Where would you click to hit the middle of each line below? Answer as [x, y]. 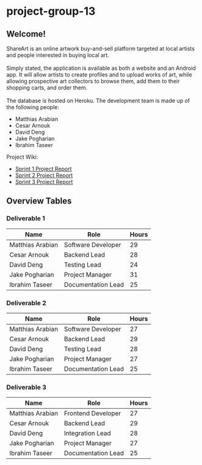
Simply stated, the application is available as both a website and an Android [101, 68]
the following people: [33, 107]
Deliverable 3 [27, 387]
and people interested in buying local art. [58, 55]
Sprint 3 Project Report [44, 182]
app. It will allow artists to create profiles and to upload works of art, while [99, 74]
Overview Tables [39, 201]
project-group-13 [51, 11]
